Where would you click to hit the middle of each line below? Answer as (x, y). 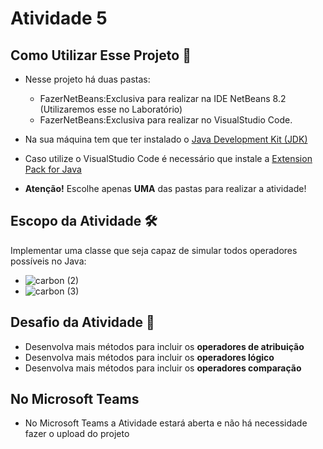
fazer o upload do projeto (77, 434)
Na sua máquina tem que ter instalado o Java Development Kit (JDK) (166, 139)
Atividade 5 (59, 18)
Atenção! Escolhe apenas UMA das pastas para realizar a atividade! (165, 188)
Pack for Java (53, 169)
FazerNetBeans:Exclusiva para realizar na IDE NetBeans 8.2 (163, 98)
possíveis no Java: (48, 261)
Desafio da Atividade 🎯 (82, 322)
